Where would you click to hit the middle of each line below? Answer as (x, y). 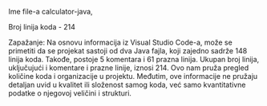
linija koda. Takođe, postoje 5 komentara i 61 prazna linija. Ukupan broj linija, (134, 59)
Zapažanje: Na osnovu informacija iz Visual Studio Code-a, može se (120, 42)
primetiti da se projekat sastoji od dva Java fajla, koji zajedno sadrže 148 (128, 51)
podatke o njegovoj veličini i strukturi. (70, 93)
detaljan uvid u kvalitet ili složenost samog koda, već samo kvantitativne (127, 84)
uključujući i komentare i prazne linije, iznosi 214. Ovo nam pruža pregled (129, 68)
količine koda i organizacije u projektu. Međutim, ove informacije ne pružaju (133, 76)
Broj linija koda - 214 (42, 27)
